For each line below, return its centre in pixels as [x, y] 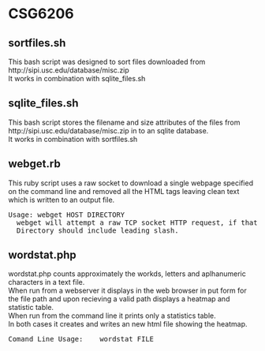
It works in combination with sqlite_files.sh [77, 78]
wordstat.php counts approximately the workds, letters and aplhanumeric [127, 274]
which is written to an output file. [62, 200]
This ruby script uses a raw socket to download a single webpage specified [131, 183]
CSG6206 [41, 14]
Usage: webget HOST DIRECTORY [67, 215]
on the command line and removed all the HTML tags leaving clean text [124, 191]
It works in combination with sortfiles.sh [73, 139]
